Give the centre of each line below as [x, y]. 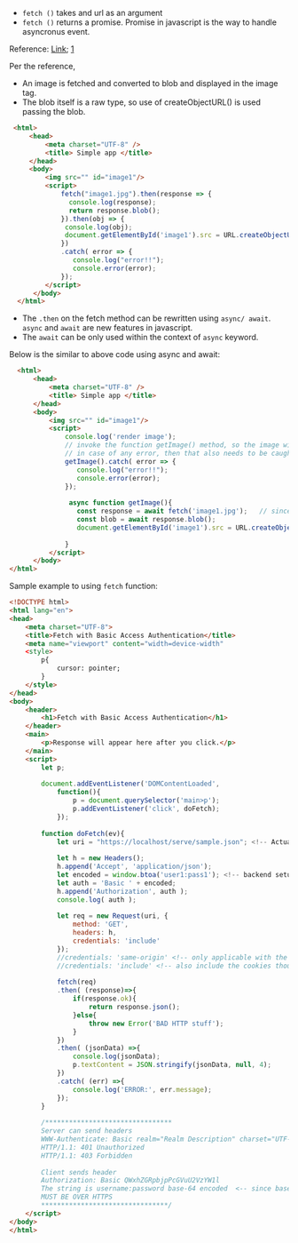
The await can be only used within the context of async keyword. [140, 338]
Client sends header [79, 1172]
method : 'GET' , [100, 924]
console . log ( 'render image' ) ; [121, 437]
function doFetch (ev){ [83, 833]
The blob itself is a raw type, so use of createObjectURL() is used [141, 102]
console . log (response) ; [113, 202]
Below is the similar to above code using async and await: [114, 355]
